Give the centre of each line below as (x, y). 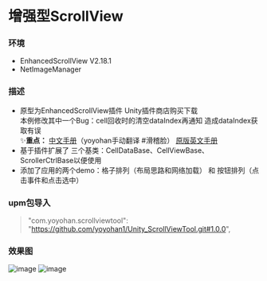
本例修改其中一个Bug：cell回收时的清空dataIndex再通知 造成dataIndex (135, 120)
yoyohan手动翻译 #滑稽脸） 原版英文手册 (151, 140)
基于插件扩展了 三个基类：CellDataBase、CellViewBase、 (114, 150)
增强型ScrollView (66, 16)
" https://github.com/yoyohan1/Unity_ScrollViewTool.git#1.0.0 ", (129, 229)
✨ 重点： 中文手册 (48, 140)
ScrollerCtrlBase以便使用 (61, 160)
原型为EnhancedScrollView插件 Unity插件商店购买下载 (108, 110)
